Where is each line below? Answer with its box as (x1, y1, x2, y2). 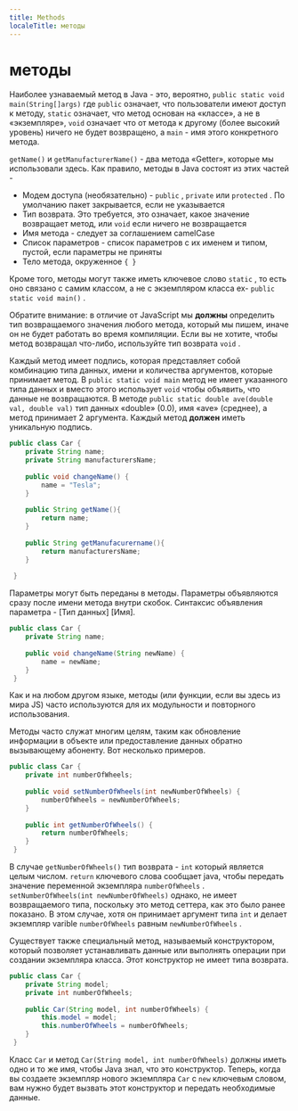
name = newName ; (41, 657, 101, 666)
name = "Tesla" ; (41, 481, 101, 490)
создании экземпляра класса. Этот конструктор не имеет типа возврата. (9, 955, 289, 966)
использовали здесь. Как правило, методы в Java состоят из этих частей (9, 163, 289, 174)
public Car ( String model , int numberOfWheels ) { (25, 1005, 209, 1014)
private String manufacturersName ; (25, 456, 157, 465)
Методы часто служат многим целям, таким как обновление (9, 726, 241, 737)
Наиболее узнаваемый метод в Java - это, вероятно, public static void (9, 89, 285, 100)
